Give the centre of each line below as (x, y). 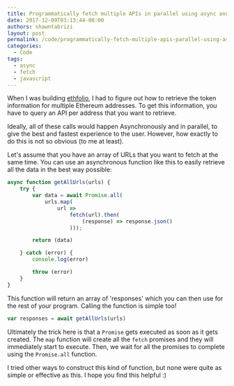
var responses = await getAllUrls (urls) (67, 318)
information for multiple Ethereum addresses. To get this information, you (112, 106)
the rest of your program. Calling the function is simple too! (92, 306)
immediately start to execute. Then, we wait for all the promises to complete (116, 346)
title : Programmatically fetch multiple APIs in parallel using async (112, 14)
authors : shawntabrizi (40, 26)
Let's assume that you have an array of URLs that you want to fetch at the (113, 155)
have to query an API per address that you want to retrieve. (92, 113)
